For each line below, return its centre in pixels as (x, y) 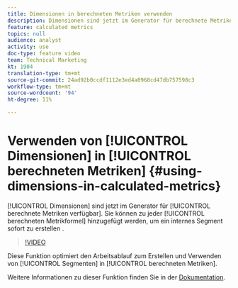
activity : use (28, 47)
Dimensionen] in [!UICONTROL (99, 156)
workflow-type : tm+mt (39, 87)
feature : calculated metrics (50, 27)
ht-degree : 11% (30, 100)
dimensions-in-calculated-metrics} (114, 186)
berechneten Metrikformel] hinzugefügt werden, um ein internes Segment (115, 221)
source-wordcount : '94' (42, 93)
